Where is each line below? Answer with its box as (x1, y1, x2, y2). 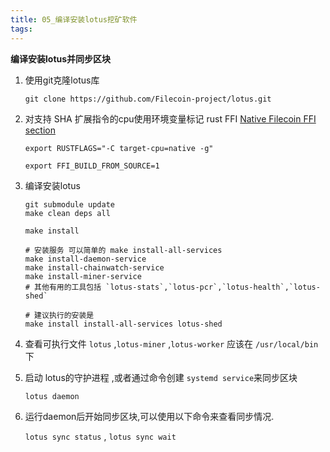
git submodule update (24, 199, 115, 210)
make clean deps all (24, 208, 111, 218)
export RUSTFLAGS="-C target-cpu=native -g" (24, 143, 214, 153)
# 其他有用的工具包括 (24, 282, 102, 292)
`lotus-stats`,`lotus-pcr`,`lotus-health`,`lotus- (105, 282, 321, 292)
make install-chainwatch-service (24, 262, 165, 273)
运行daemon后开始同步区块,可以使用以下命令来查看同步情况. (24, 410, 275, 422)
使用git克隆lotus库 (24, 74, 100, 86)
